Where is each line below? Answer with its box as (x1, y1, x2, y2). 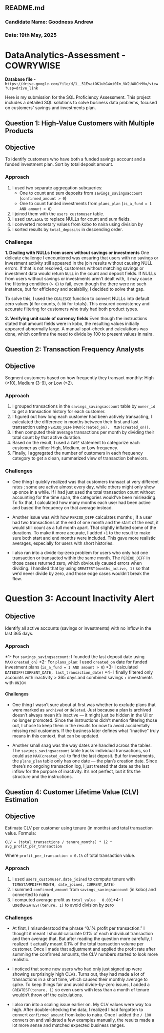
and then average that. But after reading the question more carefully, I (12, 936, 153, 941)
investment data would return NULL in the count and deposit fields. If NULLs (5, 270, 156, 276)
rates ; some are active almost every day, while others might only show (12, 484, 155, 490)
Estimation (5, 795, 39, 804)
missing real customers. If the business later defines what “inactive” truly (12, 728, 160, 734)
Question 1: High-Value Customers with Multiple (5, 119, 155, 127)
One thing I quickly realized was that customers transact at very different (12, 479, 159, 484)
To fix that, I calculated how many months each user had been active (12, 499, 151, 505)
